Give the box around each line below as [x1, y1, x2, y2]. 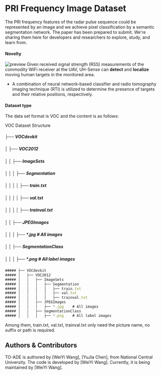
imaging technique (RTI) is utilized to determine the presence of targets [12, 86, 155, 92]
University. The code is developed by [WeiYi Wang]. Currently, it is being [5, 359, 150, 365]
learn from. [5, 39, 28, 45]
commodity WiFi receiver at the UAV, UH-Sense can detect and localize [5, 66, 149, 73]
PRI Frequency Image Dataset [5, 3, 127, 14]
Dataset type [5, 102, 32, 108]
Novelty [5, 50, 22, 56]
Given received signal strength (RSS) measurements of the [27, 62, 144, 67]
